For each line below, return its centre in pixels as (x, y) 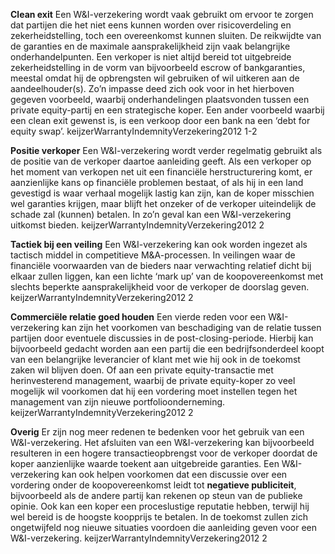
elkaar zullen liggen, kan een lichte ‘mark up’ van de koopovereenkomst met (167, 276)
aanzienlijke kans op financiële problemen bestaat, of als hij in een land (157, 182)
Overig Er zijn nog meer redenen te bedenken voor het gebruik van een (157, 432)
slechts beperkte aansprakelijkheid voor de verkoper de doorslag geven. (160, 287)
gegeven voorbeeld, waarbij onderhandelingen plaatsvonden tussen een (160, 99)
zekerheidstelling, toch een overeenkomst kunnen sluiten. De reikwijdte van (166, 35)
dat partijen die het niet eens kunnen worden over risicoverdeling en (151, 25)
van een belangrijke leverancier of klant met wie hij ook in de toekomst (155, 359)
